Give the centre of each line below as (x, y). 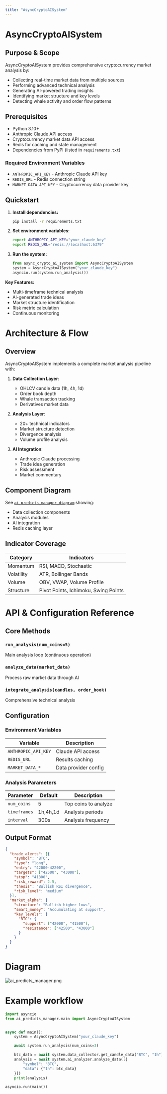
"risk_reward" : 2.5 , (35, 882)
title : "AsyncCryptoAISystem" (37, 10)
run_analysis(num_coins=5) (38, 644)
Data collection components (41, 512)
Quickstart (22, 200)
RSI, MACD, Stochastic (66, 566)
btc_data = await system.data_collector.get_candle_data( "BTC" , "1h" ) (89, 1055)
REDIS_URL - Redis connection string (49, 179)
